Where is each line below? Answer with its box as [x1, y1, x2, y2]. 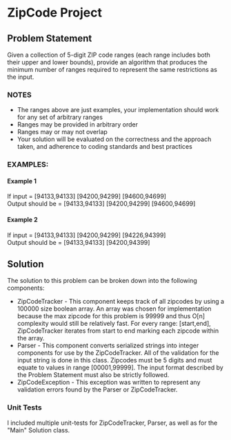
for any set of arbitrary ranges [17, 113, 103, 122]
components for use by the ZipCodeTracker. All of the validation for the [17, 349, 219, 357]
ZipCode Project [7, 5, 102, 21]
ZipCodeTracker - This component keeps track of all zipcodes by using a [17, 297, 225, 306]
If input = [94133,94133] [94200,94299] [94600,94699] [7, 192, 167, 201]
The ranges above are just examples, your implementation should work [17, 106, 219, 114]
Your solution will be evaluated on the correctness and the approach [17, 135, 212, 143]
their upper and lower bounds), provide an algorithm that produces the [7, 58, 208, 66]
